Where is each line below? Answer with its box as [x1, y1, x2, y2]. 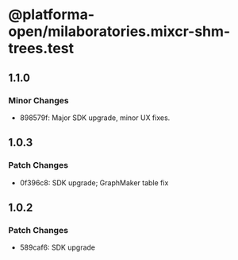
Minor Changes [8, 95, 69, 106]
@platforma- [8, 6, 95, 24]
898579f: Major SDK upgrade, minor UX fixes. [19, 113, 171, 122]
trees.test [8, 40, 74, 57]
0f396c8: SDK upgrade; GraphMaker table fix [19, 177, 169, 188]
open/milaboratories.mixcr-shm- [8, 22, 231, 41]
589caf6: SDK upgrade [19, 243, 96, 252]
